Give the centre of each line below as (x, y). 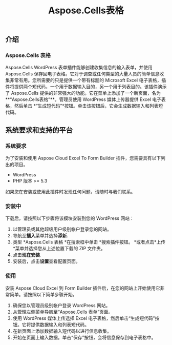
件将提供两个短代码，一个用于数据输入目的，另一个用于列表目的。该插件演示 (86, 87)
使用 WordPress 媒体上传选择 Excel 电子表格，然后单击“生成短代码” (84, 318)
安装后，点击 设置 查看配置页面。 (46, 261)
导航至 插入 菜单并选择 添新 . (40, 236)
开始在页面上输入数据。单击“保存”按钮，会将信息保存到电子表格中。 (84, 337)
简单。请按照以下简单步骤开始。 (43, 294)
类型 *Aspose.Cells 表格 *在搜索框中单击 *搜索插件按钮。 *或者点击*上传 (89, 242)
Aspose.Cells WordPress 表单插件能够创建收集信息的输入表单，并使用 (79, 68)
